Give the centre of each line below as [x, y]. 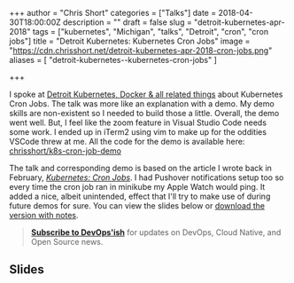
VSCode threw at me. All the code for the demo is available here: [127, 141]
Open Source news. [67, 242]
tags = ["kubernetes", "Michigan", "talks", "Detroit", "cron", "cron [151, 31]
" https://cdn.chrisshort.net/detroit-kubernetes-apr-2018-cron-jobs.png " [141, 51]
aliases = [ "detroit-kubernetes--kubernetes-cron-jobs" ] [113, 60]
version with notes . [44, 215]
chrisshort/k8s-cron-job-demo [66, 151]
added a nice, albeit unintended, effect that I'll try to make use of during [140, 196]
